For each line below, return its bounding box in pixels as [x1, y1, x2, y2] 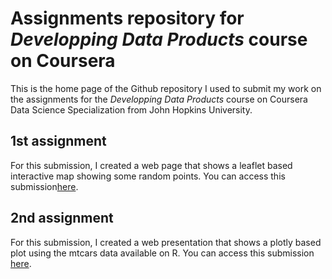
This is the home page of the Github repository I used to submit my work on [10, 82, 322, 94]
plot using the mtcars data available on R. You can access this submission [10, 247, 315, 259]
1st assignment [10, 133, 107, 150]
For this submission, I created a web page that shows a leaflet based [10, 159, 293, 171]
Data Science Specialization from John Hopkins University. [10, 103, 253, 116]
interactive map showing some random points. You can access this [10, 170, 286, 182]
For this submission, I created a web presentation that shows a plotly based [10, 236, 322, 248]
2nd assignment [10, 210, 114, 227]
